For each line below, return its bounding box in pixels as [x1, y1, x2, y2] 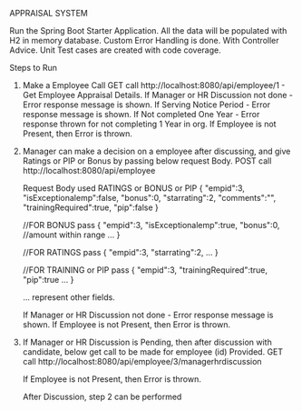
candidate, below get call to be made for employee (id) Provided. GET [22, 346, 284, 357]
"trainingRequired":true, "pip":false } [22, 202, 159, 213]
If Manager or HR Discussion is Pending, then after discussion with [22, 336, 272, 347]
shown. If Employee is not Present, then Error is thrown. [22, 319, 231, 330]
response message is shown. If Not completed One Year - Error [22, 109, 260, 119]
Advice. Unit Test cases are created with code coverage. [9, 45, 221, 55]
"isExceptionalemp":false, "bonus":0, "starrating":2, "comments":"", [22, 193, 277, 203]
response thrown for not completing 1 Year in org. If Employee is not [22, 118, 277, 129]
